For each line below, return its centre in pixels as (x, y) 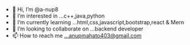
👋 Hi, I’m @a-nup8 (35, 9)
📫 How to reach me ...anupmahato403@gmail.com (77, 36)
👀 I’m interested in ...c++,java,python (58, 16)
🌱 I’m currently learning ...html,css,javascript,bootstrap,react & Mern (98, 22)
